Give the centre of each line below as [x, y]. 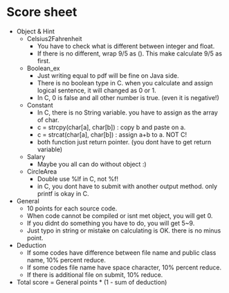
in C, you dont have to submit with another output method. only [127, 186]
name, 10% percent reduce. [66, 260]
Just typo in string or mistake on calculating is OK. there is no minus [124, 231]
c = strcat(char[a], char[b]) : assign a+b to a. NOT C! [112, 134]
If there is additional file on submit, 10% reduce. [95, 274]
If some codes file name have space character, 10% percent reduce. [124, 267]
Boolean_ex [43, 68]
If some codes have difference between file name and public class [121, 252]
